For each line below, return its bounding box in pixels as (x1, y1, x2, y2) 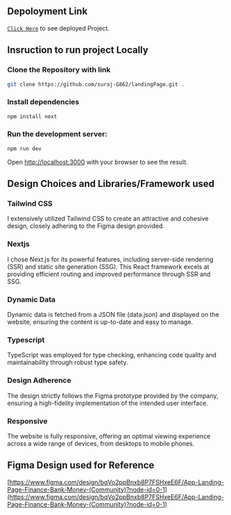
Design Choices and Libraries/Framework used (7, 178, 215, 190)
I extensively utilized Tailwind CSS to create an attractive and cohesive (7, 215, 209, 223)
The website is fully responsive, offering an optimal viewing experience (7, 432, 211, 440)
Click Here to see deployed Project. (7, 24, 110, 32)
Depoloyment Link (7, 6, 88, 17)
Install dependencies (7, 97, 80, 107)
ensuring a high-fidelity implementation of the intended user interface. (7, 399, 208, 407)
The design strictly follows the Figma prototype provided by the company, (7, 391, 219, 400)
